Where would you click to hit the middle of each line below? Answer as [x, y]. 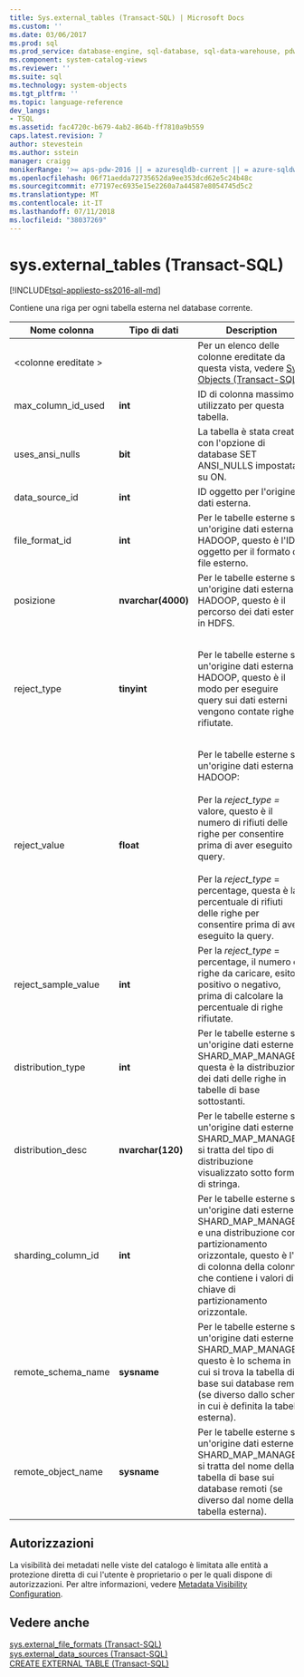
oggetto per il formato [244, 551]
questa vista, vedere [241, 368]
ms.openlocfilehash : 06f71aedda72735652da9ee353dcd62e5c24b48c [131, 178]
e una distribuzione [238, 1232]
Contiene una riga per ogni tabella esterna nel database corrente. [131, 307]
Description [252, 330]
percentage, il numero [244, 962]
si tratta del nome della [246, 1466]
